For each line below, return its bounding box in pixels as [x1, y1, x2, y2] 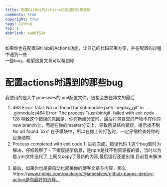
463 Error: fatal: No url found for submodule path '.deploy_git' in [12, 104, 144, 110]
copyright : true [5, 17, 39, 22]
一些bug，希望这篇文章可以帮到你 [5, 58, 75, 63]
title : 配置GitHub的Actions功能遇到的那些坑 [5, 7, 91, 13]
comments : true [5, 12, 37, 17]
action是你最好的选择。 [12, 176, 61, 182]
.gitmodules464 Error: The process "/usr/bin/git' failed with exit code [12, 110, 155, 116]
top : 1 [5, 26, 19, 31]
